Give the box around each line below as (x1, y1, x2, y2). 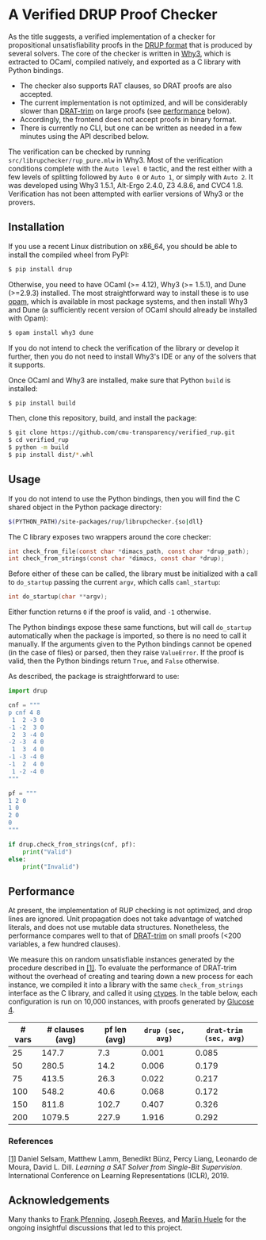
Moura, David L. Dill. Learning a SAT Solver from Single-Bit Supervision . (8, 1162, 243, 1172)
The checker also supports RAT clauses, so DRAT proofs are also (19, 81, 232, 90)
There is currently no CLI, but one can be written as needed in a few (19, 123, 242, 132)
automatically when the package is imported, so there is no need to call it (8, 631, 247, 640)
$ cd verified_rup (8, 436, 69, 444)
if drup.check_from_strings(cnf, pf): (8, 840, 136, 848)
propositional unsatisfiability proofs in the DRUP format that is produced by (8, 40, 253, 49)
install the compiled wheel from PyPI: (8, 250, 129, 259)
